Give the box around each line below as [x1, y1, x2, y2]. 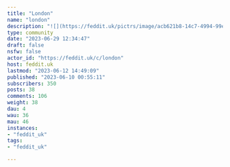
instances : [7, 125, 38, 131]
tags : [7, 138, 23, 144]
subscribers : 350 [7, 80, 57, 87]
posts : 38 [7, 86, 36, 93]
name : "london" [7, 16, 51, 23]
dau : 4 [7, 105, 26, 112]
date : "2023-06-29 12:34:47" [7, 36, 90, 42]
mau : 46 [7, 118, 29, 125]
